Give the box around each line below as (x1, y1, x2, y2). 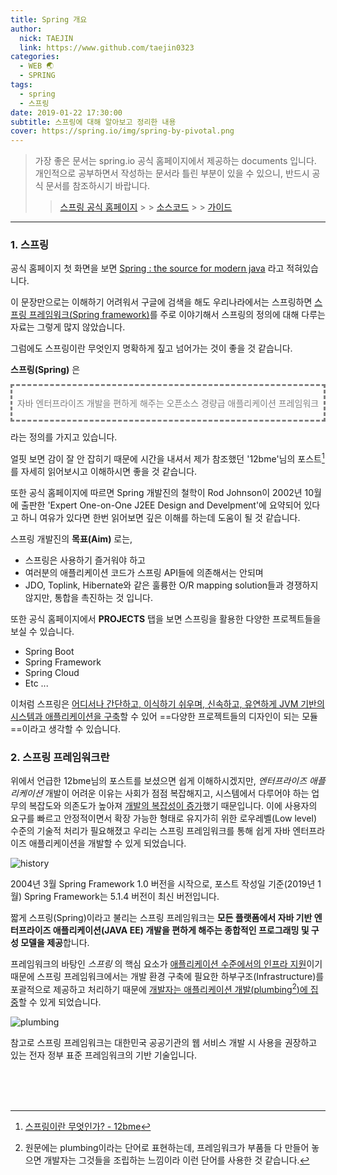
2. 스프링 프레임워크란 (10, 751, 110, 764)
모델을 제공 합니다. (20, 937, 90, 949)
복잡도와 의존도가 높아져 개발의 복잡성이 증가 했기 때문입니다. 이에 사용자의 (28, 800, 318, 812)
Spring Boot (24, 646, 75, 658)
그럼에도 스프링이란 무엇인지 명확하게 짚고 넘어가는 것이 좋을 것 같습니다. (10, 342, 293, 355)
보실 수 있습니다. (10, 626, 75, 638)
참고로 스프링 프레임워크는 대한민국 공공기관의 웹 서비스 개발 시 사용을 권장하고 (10, 1037, 318, 1049)
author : (10, 24, 43, 34)
